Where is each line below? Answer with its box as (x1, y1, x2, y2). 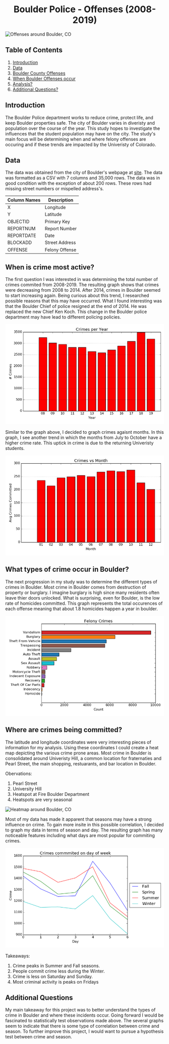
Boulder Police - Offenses (13, 4, 124, 15)
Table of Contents (5, 46, 63, 54)
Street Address (44, 239, 76, 246)
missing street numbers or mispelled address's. (5, 186, 104, 192)
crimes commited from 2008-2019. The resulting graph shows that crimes (5, 282, 159, 288)
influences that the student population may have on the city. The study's (5, 130, 156, 136)
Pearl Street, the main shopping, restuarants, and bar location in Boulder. (5, 760, 156, 767)
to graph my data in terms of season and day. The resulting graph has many (5, 827, 163, 833)
